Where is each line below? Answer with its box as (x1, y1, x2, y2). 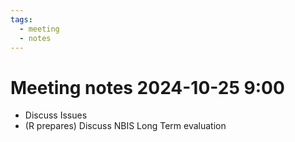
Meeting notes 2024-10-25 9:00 (10, 76, 285, 99)
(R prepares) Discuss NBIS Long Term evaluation (24, 120, 227, 132)
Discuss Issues (24, 109, 88, 121)
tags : (10, 14, 33, 25)
